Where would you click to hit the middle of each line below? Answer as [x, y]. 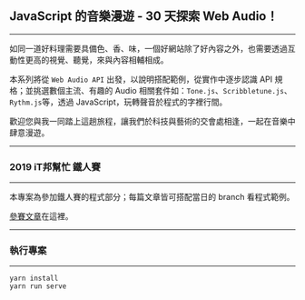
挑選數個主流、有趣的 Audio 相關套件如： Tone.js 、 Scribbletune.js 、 [162, 90]
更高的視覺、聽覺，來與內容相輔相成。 [97, 60]
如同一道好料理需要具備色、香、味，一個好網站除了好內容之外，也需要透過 [148, 48]
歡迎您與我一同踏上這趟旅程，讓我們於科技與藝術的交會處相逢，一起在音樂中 [152, 121]
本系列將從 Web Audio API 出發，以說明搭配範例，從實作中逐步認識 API [141, 79]
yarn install [34, 279]
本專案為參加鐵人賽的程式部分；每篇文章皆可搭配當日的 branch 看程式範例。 [152, 197]
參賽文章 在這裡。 [41, 216]
